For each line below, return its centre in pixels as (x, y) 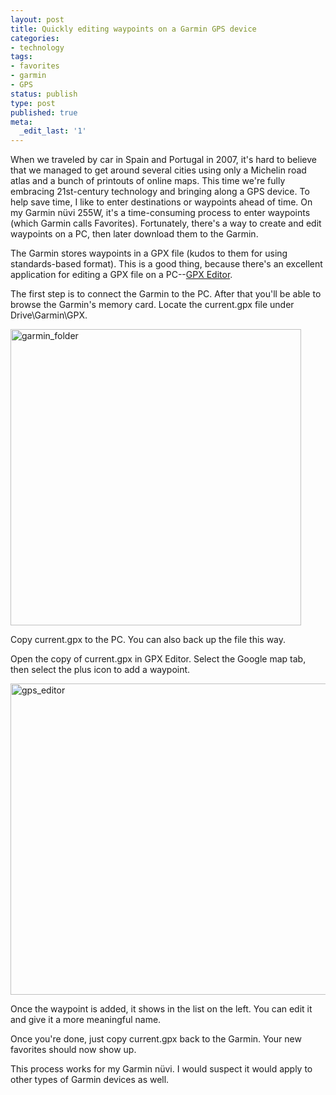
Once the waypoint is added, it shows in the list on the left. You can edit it (161, 1009)
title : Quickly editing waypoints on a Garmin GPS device (133, 29)
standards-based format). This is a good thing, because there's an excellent (166, 264)
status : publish (44, 94)
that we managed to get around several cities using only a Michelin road (158, 170)
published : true (44, 112)
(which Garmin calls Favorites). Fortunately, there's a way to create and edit (166, 223)
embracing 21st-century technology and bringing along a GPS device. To (160, 192)
